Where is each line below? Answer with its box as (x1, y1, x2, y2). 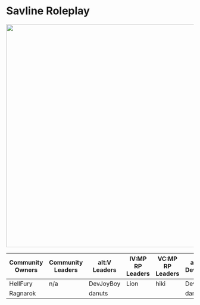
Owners (14, 266, 37, 274)
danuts (88, 289, 108, 297)
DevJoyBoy (88, 279, 121, 288)
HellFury (9, 279, 33, 288)
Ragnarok (9, 289, 36, 297)
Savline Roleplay (6, 4, 90, 18)
